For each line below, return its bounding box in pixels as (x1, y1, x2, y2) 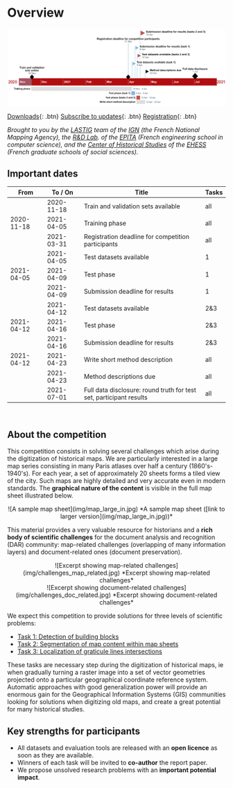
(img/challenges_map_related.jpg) (23, 568, 120, 577)
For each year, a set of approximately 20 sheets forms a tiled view (31, 469, 221, 477)
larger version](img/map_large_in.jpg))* (60, 512, 173, 520)
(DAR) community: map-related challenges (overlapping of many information (7, 541, 226, 549)
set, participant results (83, 393, 148, 401)
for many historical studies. (7, 705, 85, 714)
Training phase (83, 219, 127, 227)
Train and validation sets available (83, 202, 180, 210)
